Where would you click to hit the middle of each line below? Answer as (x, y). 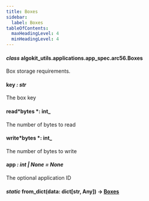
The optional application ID (39, 178)
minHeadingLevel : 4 (35, 39)
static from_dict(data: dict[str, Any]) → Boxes (63, 191)
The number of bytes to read (41, 124)
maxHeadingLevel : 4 (35, 34)
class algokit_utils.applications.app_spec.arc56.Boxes (74, 58)
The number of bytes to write (42, 151)
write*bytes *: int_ (29, 138)
